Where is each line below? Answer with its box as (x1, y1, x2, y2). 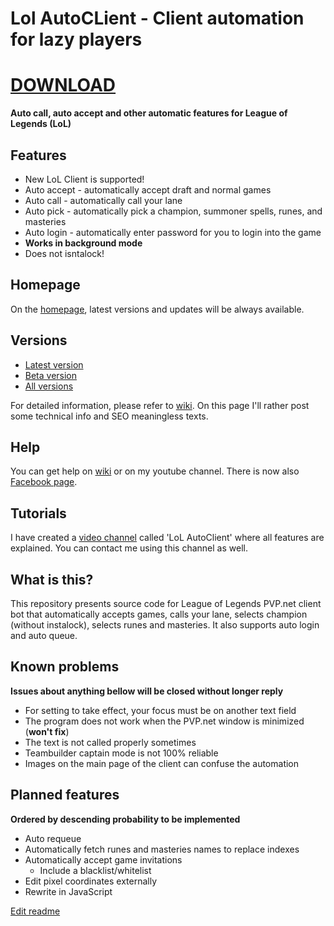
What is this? (10, 571, 94, 588)
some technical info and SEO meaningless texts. (10, 410, 209, 422)
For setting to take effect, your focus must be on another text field (24, 704, 297, 716)
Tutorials (10, 505, 67, 522)
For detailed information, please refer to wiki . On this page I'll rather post (10, 399, 310, 411)
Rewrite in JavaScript (24, 885, 113, 897)
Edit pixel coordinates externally (24, 875, 158, 887)
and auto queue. (10, 630, 78, 641)
